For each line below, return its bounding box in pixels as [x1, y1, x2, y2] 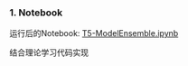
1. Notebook [9, 6, 63, 19]
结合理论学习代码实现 [9, 47, 89, 58]
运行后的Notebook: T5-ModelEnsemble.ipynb [9, 28, 179, 39]
